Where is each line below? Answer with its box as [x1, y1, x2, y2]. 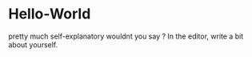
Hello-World [8, 5, 91, 23]
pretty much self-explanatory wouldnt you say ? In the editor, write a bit [8, 31, 244, 41]
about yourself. [8, 39, 58, 49]
